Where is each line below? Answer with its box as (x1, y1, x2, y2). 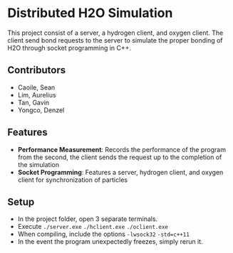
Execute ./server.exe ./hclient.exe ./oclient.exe (17, 222, 169, 231)
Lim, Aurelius (17, 90, 56, 99)
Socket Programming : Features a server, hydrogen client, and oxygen (17, 168, 224, 176)
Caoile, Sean (17, 83, 56, 92)
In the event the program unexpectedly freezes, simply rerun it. (17, 237, 203, 246)
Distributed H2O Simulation (7, 5, 173, 21)
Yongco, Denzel (17, 105, 65, 114)
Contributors (7, 64, 66, 76)
